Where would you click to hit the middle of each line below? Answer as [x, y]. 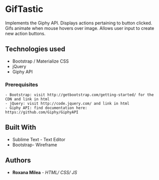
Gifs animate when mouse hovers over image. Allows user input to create [80, 28]
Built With [21, 128]
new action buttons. [25, 33]
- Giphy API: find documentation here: [46, 108]
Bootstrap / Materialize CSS [41, 61]
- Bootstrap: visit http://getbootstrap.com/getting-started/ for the [79, 95]
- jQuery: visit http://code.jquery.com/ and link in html [67, 104]
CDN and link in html [27, 99]
